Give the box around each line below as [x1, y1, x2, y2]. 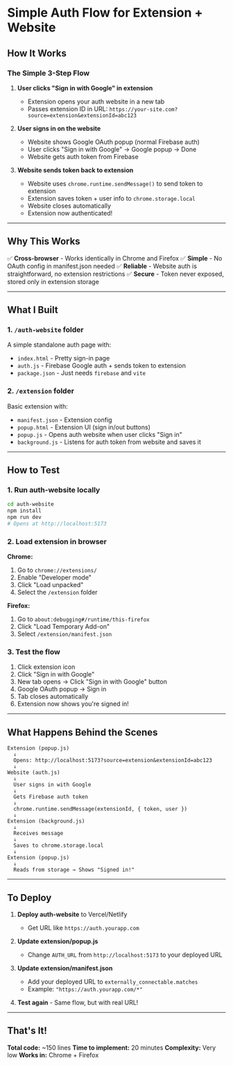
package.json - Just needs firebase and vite [17, 369, 146, 377]
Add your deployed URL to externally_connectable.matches [27, 977, 198, 986]
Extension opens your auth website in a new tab [27, 97, 165, 106]
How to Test [7, 464, 60, 477]
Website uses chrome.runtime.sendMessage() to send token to [27, 179, 203, 188]
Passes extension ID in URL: [27, 104, 108, 113]
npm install [7, 507, 42, 515]
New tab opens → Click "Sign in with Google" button [17, 677, 168, 686]
